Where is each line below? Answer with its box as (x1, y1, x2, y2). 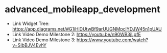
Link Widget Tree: (12, 20, 50, 26)
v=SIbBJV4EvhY (12, 42, 47, 48)
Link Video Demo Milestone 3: (12, 37, 76, 43)
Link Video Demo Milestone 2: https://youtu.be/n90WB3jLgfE (12, 31, 141, 37)
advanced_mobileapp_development (5, 4, 160, 15)
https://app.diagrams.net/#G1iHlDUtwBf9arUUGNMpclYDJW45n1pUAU (12, 25, 162, 32)
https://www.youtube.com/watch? (76, 37, 149, 43)
